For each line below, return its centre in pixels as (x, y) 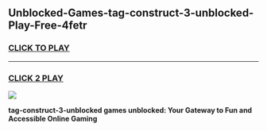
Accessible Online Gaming (53, 118)
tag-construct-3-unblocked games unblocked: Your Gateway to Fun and (130, 110)
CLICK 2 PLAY (36, 78)
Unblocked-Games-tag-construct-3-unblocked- (131, 13)
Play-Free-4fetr (48, 26)
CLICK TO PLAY (39, 48)
